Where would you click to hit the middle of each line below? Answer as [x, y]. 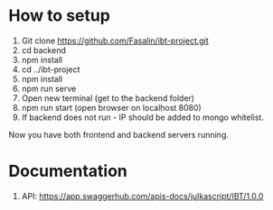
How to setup [59, 16]
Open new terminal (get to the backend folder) [108, 98]
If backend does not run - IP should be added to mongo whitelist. [142, 117]
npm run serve [49, 88]
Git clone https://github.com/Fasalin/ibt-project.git [115, 41]
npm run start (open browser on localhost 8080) [112, 107]
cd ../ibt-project [51, 69]
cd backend [44, 50]
